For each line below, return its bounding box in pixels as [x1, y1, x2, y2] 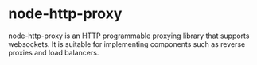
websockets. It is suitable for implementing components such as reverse [8, 39, 246, 48]
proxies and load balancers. [8, 48, 99, 57]
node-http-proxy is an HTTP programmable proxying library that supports [8, 31, 250, 40]
